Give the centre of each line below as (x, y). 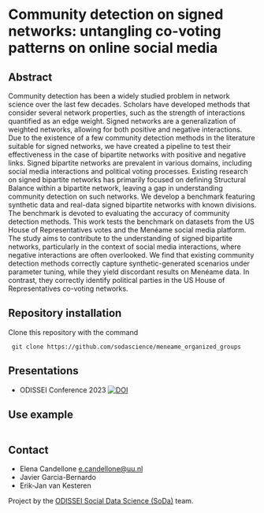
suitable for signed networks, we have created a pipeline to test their (119, 146)
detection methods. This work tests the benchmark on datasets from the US (131, 221)
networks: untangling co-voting (115, 31)
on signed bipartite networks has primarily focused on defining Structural (127, 180)
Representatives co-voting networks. (68, 288)
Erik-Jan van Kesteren (56, 485)
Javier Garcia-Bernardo (58, 478)
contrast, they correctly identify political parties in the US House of (117, 280)
